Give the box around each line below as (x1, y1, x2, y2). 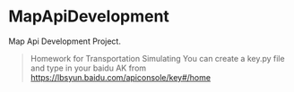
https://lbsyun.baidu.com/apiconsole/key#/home (30, 71, 212, 82)
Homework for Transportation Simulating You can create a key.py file (30, 53, 285, 63)
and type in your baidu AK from (30, 63, 147, 73)
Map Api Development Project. (8, 36, 122, 46)
